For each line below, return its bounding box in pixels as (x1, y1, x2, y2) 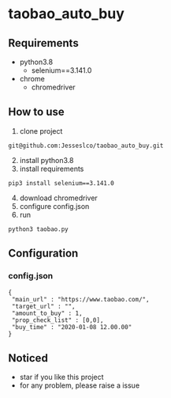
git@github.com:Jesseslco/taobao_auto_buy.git (8, 142, 164, 150)
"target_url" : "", (11, 302, 76, 310)
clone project (19, 126, 63, 135)
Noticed (8, 351, 49, 365)
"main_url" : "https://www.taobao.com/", (11, 295, 150, 303)
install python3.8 (19, 155, 74, 165)
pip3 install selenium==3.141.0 (8, 179, 114, 187)
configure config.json (19, 201, 90, 210)
